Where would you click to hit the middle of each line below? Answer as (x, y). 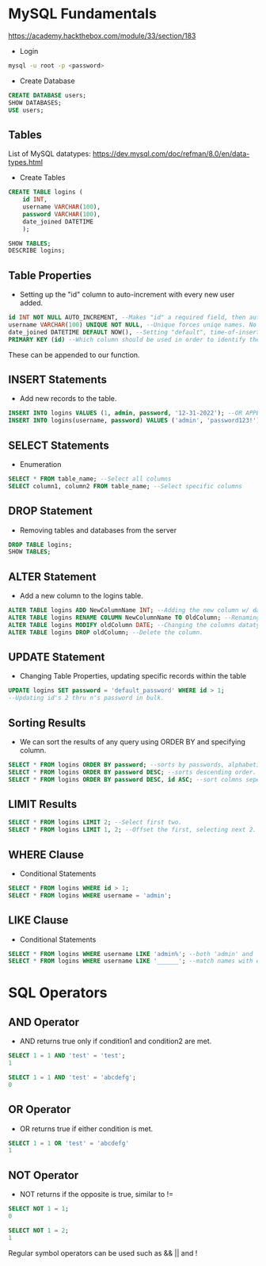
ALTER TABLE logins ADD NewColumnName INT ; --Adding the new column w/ (129, 610)
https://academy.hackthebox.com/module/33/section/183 (102, 36)
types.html (26, 163)
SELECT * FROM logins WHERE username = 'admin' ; (90, 895)
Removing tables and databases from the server (98, 530)
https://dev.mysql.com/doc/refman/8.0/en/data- (171, 154)
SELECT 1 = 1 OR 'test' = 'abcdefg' (68, 1143)
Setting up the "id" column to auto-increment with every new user (127, 295)
